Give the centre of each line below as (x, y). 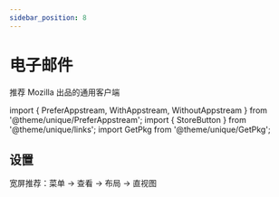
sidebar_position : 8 (48, 18)
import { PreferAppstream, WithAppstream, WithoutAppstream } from (139, 110)
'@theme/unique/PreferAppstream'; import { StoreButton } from (128, 119)
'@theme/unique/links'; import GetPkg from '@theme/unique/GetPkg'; (140, 129)
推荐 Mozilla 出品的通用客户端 (65, 92)
